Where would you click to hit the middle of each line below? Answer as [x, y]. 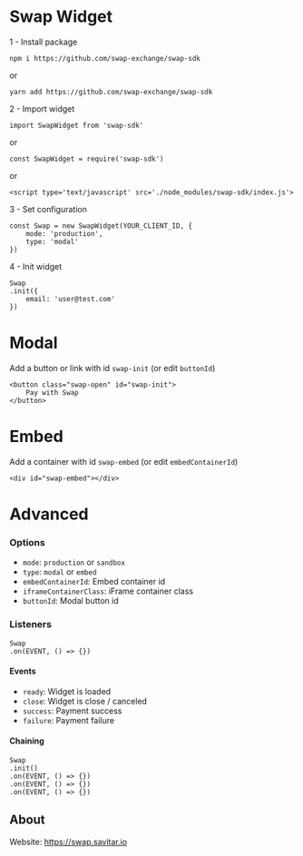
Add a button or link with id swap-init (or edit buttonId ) [112, 368]
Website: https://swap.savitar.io [68, 841]
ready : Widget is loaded [67, 691]
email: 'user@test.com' [71, 299]
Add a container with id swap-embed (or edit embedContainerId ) [124, 461]
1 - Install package [44, 42]
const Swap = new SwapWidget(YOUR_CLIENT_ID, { [101, 226]
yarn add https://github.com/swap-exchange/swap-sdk [111, 92]
